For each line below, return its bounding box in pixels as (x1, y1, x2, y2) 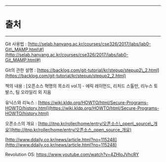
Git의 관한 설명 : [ (5, 67, 39, 73)
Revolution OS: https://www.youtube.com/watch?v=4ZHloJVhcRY (5, 151, 139, 157)
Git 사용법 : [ (5, 40, 30, 47)
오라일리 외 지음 (20, 89, 51, 95)
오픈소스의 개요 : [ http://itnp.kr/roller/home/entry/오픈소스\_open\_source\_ (5, 121, 154, 126)
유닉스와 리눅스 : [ (5, 99, 40, 105)
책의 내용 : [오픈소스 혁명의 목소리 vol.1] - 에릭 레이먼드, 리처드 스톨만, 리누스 (5, 82, 153, 89)
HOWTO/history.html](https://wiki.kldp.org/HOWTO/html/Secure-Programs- (5, 105, 160, 111)
